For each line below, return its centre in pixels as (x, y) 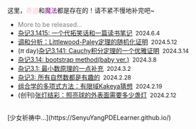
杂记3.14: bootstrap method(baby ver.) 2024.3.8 (87, 60)
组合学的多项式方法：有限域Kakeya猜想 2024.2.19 (90, 86)
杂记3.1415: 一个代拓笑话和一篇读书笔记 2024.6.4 (89, 33)
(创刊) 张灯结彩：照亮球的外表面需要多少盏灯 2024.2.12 (97, 95)
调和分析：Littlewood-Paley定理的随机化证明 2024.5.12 (97, 42)
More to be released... (50, 24)
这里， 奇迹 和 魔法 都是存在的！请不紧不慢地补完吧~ (81, 10)
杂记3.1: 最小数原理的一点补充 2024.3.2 (74, 68)
